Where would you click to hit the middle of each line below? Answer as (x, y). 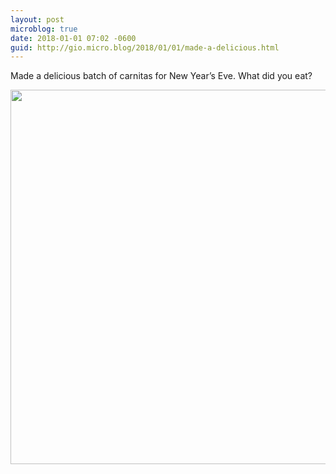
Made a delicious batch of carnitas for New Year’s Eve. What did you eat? (161, 76)
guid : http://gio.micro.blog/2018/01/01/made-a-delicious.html (145, 47)
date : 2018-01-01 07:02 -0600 (73, 38)
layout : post (37, 19)
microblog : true (44, 29)
